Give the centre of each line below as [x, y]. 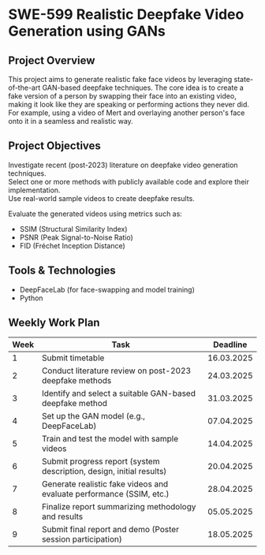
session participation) [82, 539]
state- [244, 79]
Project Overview [52, 60]
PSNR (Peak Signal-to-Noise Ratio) [77, 237]
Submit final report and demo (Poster [111, 530]
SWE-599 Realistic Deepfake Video [126, 15]
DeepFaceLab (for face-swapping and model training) [107, 289]
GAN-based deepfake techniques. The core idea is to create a [143, 88]
